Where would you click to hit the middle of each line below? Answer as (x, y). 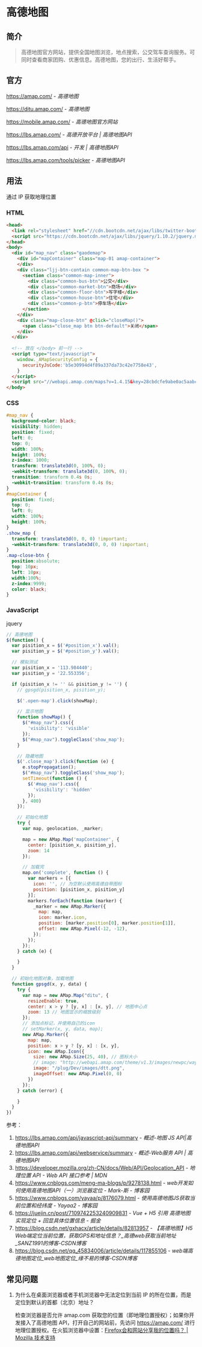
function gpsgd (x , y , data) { (49, 984)
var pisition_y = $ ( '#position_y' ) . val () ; (66, 652)
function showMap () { (44, 717)
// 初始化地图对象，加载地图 (43, 979)
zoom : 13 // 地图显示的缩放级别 (64, 1012)
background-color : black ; (44, 421)
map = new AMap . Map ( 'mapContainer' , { (71, 839)
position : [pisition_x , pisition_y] (79, 890)
